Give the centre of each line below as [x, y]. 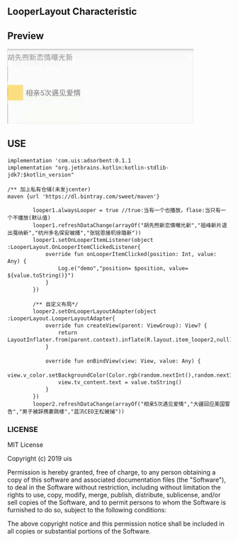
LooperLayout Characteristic [72, 12]
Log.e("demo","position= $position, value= [123, 269]
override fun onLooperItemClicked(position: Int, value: [131, 255]
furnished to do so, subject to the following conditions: [87, 510]
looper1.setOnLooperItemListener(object [93, 240]
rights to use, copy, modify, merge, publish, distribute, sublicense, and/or [114, 495]
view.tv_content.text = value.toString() [120, 382]
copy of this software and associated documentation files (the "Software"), [117, 480]
